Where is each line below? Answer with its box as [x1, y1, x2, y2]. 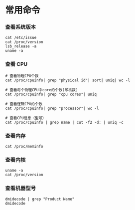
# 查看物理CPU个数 [5, 73, 39, 78]
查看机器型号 [5, 185, 36, 192]
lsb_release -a [5, 44, 37, 49]
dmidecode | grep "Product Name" [5, 197, 75, 202]
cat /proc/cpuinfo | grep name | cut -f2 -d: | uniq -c [5, 120, 124, 125]
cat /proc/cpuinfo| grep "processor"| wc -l [5, 106, 99, 111]
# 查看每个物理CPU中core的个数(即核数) [5, 87, 78, 92]
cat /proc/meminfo [5, 144, 43, 149]
